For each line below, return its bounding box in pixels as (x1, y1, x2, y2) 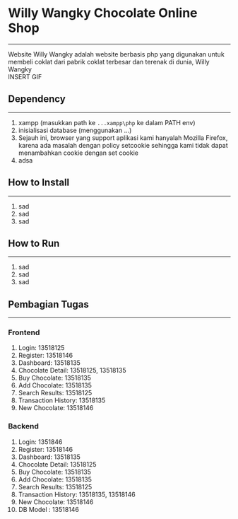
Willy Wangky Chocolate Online (8, 5, 198, 21)
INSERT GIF (8, 72, 42, 81)
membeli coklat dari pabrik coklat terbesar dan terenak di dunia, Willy (8, 57, 210, 66)
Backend (8, 421, 40, 431)
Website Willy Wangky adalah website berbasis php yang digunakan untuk (8, 49, 225, 58)
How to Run (8, 237, 60, 249)
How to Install (8, 177, 70, 189)
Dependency (8, 93, 66, 105)
